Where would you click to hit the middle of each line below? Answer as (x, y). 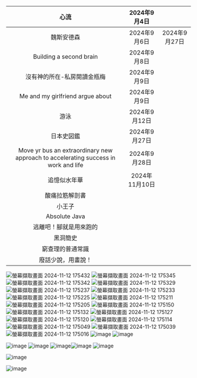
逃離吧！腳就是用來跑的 (65, 227)
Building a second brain (66, 57)
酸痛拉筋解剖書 (65, 195)
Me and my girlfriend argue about (66, 96)
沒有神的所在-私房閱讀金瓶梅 (66, 77)
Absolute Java (66, 216)
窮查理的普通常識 (65, 249)
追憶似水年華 (65, 180)
